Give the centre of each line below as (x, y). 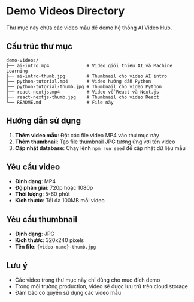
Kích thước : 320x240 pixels (49, 240)
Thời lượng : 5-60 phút (42, 194)
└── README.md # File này (60, 102)
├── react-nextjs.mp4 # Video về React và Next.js (83, 92)
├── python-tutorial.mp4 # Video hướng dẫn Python (79, 81)
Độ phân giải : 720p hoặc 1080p (54, 188)
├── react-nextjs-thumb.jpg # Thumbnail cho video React (83, 97)
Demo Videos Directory (66, 11)
